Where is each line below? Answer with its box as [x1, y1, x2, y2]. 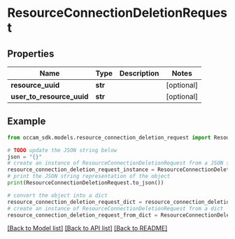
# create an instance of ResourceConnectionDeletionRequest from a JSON [7, 160, 224, 167]
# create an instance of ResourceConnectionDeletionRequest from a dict [7, 205, 224, 212]
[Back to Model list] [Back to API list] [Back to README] [7, 224, 168, 233]
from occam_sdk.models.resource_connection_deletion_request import [7, 134, 211, 141]
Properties [7, 48, 55, 60]
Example [7, 116, 46, 128]
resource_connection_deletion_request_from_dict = [7, 212, 158, 219]
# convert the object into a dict [7, 191, 108, 199]
